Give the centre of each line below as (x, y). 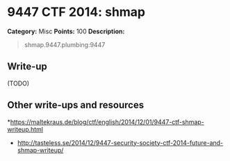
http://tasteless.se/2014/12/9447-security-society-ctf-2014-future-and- (120, 142)
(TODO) (18, 83)
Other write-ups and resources (76, 105)
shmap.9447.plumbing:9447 (65, 44)
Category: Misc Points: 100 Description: (66, 31)
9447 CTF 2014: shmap (76, 12)
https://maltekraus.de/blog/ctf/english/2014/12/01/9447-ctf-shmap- (107, 121)
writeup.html (25, 129)
